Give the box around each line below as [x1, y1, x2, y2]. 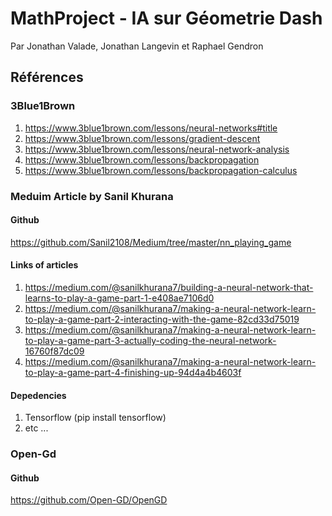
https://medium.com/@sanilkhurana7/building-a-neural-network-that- [24, 281, 314, 293]
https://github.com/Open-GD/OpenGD [10, 494, 168, 506]
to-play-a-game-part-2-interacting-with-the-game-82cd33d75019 [24, 313, 300, 325]
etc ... [24, 422, 49, 434]
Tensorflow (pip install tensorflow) [24, 412, 167, 424]
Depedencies [10, 389, 67, 401]
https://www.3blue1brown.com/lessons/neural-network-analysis [24, 143, 290, 155]
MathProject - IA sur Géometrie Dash [10, 7, 323, 30]
